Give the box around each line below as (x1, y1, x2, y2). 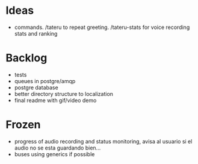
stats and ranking (14, 30, 58, 37)
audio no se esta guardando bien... (14, 144, 101, 151)
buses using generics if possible (14, 150, 95, 157)
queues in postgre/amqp (14, 77, 76, 84)
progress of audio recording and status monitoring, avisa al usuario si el (14, 137, 193, 145)
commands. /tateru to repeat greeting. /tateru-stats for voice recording (14, 24, 190, 31)
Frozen (5, 118, 41, 131)
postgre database (14, 84, 58, 91)
